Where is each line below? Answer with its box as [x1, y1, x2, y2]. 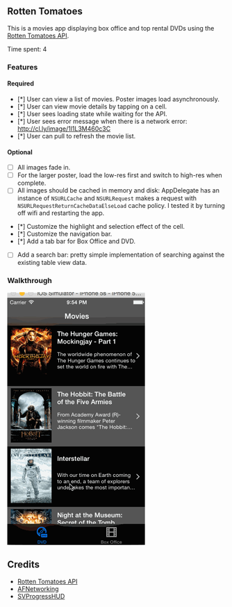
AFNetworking [17, 584, 59, 593]
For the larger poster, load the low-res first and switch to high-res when [17, 171, 222, 179]
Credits [7, 559, 40, 571]
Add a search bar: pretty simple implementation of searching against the [17, 250, 225, 259]
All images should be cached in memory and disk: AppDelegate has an [17, 186, 220, 195]
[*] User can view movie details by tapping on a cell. [17, 102, 167, 111]
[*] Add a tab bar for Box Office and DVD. [17, 237, 135, 245]
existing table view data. [17, 259, 87, 267]
